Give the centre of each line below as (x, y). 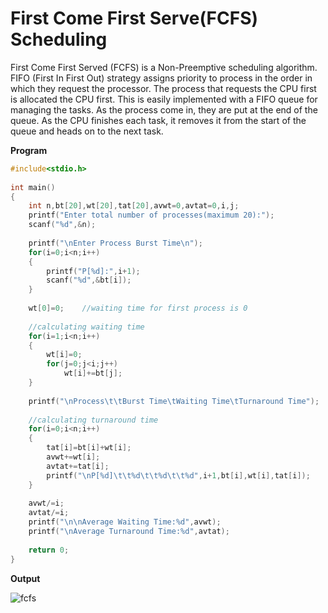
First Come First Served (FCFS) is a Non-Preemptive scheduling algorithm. (164, 67)
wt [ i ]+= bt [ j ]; (93, 373)
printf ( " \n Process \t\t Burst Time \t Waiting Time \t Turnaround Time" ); (174, 401)
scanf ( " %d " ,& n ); (62, 225)
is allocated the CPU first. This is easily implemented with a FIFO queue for (164, 99)
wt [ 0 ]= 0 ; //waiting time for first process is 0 (138, 308)
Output (25, 578)
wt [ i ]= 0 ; (64, 355)
